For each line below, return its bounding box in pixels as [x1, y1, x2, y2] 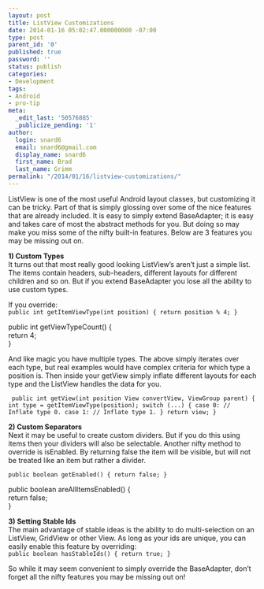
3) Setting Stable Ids [8, 517, 76, 526]
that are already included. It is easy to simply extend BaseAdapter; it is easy [8, 210, 254, 220]
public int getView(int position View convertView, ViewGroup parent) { [11, 395, 256, 402]
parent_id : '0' [8, 41, 58, 49]
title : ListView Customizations [8, 19, 114, 27]
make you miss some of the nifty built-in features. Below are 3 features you [8, 228, 252, 237]
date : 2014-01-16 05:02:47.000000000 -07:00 [8, 26, 157, 34]
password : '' [8, 56, 51, 64]
